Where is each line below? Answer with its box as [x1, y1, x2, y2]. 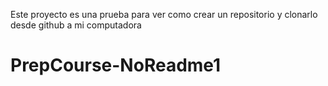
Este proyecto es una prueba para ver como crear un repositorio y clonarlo [10, 9, 318, 20]
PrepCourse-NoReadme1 [10, 54, 222, 77]
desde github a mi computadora [10, 19, 142, 31]
